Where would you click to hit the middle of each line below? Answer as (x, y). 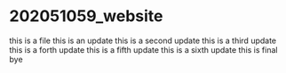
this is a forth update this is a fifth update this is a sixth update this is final (143, 49)
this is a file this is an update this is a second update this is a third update (143, 40)
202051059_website (86, 16)
